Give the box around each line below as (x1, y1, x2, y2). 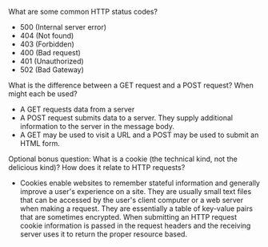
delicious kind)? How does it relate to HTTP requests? (8, 163, 186, 172)
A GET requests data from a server (19, 104, 135, 114)
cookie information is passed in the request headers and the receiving (19, 221, 251, 230)
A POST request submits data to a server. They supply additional (19, 113, 234, 123)
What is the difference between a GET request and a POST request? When (8, 80, 254, 90)
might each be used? (8, 89, 78, 99)
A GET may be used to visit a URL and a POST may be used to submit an (19, 130, 259, 140)
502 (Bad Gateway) (19, 65, 84, 75)
